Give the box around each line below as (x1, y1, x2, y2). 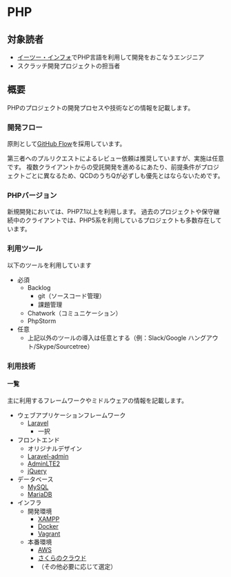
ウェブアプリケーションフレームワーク (17, 411, 126, 419)
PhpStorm (27, 316, 57, 325)
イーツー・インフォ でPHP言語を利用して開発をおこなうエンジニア (17, 53, 205, 61)
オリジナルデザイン (27, 444, 83, 452)
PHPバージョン (7, 191, 57, 201)
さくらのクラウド (37, 553, 87, 562)
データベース (17, 475, 54, 483)
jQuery (27, 466, 47, 475)
